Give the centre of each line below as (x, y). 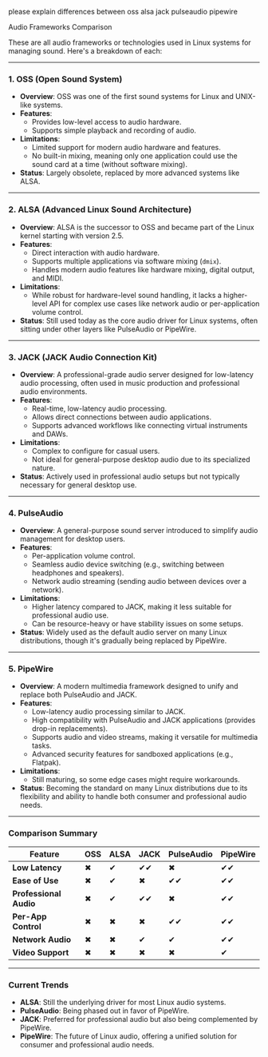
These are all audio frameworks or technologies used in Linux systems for (130, 42)
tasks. (41, 745)
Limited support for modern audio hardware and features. (126, 148)
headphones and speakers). (78, 573)
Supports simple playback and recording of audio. (114, 130)
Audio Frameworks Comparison (60, 27)
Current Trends (39, 984)
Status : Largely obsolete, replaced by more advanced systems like (130, 173)
